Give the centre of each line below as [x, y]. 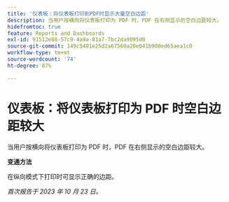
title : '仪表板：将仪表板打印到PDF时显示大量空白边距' [78, 14]
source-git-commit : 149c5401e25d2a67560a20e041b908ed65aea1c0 [100, 46]
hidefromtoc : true [34, 27]
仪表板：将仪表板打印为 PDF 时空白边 [114, 108]
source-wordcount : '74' [42, 59]
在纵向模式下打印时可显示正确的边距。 [62, 176]
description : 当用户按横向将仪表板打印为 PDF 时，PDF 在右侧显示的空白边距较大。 [115, 20]
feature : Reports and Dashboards [56, 33]
